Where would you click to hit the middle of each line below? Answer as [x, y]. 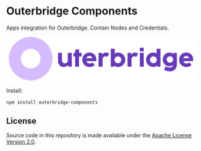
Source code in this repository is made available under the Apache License [99, 135]
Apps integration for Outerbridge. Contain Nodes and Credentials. [88, 28]
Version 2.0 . [21, 141]
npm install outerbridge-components [52, 103]
